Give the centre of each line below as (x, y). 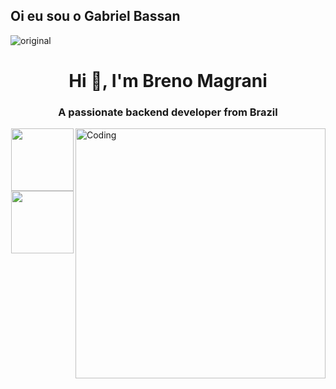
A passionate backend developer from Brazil (168, 112)
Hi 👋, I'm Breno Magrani (168, 81)
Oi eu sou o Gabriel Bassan (95, 16)
